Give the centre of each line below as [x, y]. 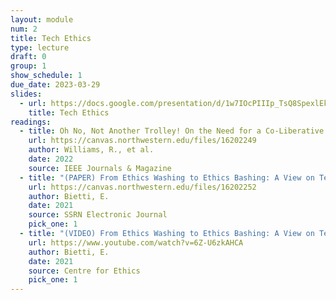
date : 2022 [51, 159]
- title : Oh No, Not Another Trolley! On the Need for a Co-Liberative [172, 131]
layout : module [42, 19]
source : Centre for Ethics [84, 271]
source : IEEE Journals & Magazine [100, 168]
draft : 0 [28, 57]
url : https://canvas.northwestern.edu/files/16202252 [142, 187]
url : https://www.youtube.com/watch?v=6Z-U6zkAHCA [136, 242]
